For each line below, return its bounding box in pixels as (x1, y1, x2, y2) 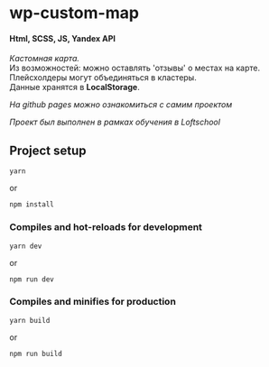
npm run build (9, 349, 63, 358)
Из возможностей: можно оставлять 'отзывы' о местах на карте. (9, 62, 260, 74)
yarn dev (9, 242, 42, 251)
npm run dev (9, 274, 54, 284)
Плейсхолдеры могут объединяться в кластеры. (9, 72, 197, 83)
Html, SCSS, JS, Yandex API (9, 32, 116, 43)
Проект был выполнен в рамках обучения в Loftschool (9, 116, 221, 128)
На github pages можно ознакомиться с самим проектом (9, 99, 233, 110)
